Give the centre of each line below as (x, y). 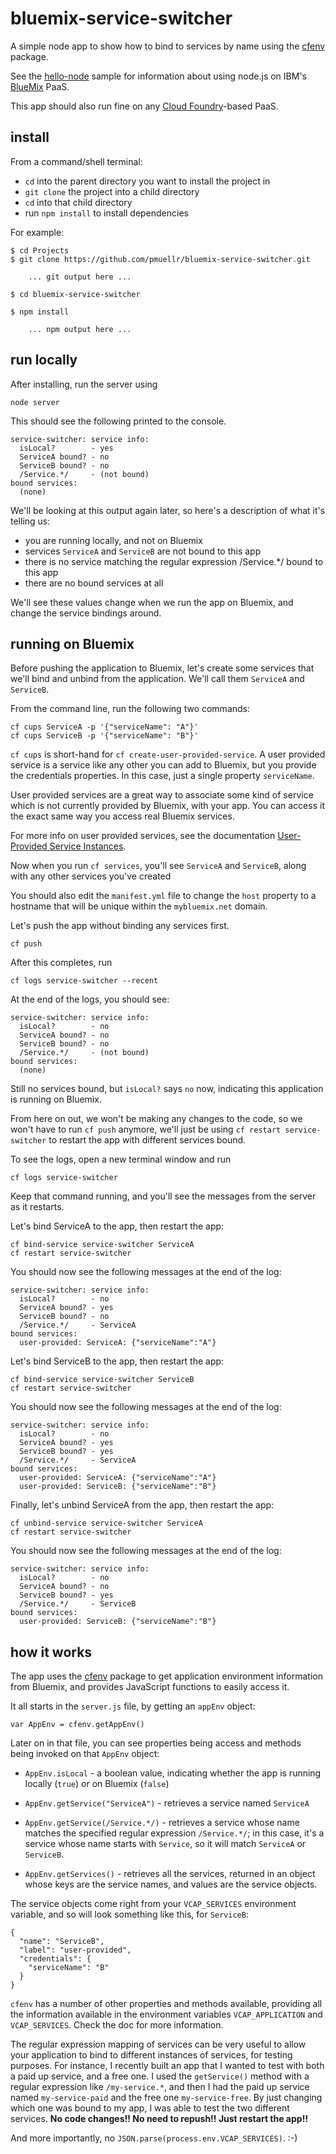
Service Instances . (88, 846)
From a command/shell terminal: (76, 161)
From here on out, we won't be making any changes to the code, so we (156, 1119)
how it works (51, 1652)
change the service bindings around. (86, 613)
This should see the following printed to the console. (118, 421)
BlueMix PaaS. (40, 86)
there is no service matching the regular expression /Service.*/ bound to (174, 561)
